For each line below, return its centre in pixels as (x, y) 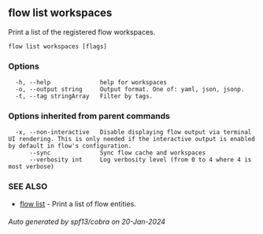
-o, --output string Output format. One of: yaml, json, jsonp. (130, 90)
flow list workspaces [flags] (58, 46)
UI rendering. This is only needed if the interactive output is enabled (132, 139)
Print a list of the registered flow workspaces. (82, 32)
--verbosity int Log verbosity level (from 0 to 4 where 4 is (140, 160)
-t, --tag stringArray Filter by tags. (84, 97)
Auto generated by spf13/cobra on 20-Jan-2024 (87, 222)
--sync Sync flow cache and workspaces (117, 153)
